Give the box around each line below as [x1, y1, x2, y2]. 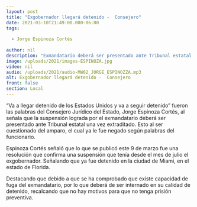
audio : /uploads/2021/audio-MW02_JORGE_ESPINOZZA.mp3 [6, 69, 142, 75]
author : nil [6, 47, 35, 53]
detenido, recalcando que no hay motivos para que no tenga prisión [6, 187, 172, 195]
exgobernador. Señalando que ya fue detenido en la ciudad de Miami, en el [6, 157, 189, 164]
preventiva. [6, 193, 34, 201]
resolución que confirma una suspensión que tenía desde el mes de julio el [6, 151, 189, 158]
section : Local [6, 86, 44, 92]
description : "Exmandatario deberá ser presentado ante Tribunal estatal [6, 53, 192, 59]
